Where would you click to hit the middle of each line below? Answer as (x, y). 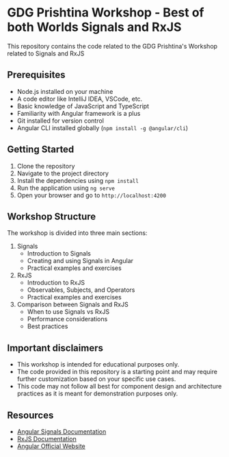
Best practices (48, 326)
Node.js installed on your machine (65, 91)
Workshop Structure (52, 216)
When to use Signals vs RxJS (68, 312)
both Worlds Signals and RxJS (94, 27)
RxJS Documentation (46, 439)
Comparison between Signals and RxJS (72, 305)
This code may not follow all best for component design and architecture (119, 386)
